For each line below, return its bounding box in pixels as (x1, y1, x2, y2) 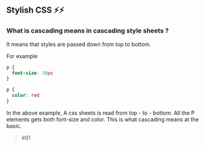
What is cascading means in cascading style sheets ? (6, 26, 170, 35)
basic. (6, 122, 22, 129)
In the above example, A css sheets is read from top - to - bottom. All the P (6, 109, 195, 117)
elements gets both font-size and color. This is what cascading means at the (6, 115, 199, 123)
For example (6, 52, 38, 60)
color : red (12, 93, 40, 99)
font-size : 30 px (12, 70, 53, 76)
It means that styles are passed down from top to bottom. (6, 40, 151, 48)
